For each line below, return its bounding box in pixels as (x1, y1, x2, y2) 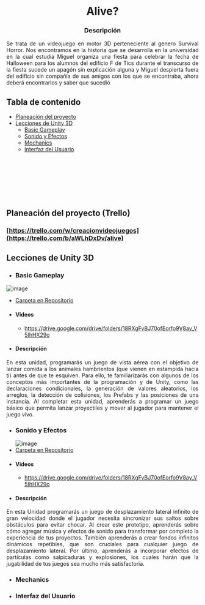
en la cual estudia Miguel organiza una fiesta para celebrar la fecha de (6, 53, 199, 61)
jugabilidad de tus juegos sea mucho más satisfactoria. (6, 560, 145, 568)
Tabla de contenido (6, 97, 81, 107)
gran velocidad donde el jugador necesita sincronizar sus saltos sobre (6, 514, 199, 522)
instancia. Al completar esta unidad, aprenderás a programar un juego (6, 397, 199, 405)
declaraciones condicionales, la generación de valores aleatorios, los (6, 385, 199, 392)
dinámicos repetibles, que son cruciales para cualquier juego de (6, 541, 199, 548)
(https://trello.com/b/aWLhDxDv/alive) (6, 234, 124, 242)
